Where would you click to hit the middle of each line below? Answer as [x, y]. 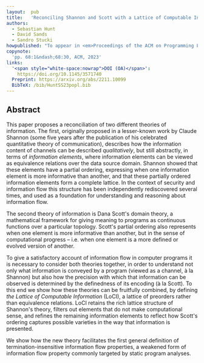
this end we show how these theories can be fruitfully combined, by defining [102, 290]
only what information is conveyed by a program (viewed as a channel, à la [100, 270]
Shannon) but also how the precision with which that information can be [96, 277]
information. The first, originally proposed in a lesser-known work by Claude [102, 131]
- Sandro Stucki [32, 40]
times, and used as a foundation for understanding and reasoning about [96, 195]
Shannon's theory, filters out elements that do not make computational [94, 309]
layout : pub [23, 12]
